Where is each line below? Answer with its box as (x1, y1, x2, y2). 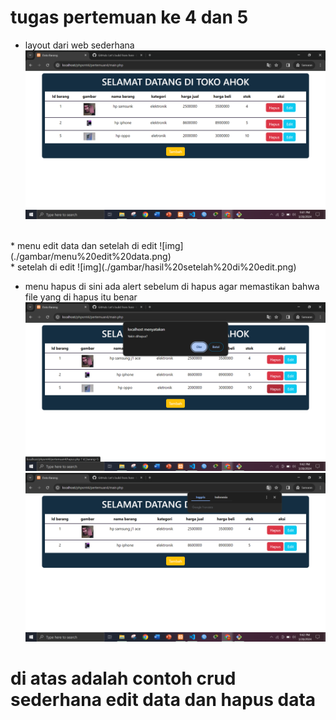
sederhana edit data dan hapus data (10, 689, 317, 711)
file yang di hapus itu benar (24, 291, 138, 303)
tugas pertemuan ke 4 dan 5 (10, 6, 249, 29)
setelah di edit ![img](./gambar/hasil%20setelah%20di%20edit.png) (16, 261, 297, 273)
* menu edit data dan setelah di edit (10, 240, 158, 252)
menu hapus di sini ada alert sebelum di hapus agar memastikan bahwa (24, 281, 320, 293)
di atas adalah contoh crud (10, 667, 237, 690)
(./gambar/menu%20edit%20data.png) (10, 251, 172, 263)
